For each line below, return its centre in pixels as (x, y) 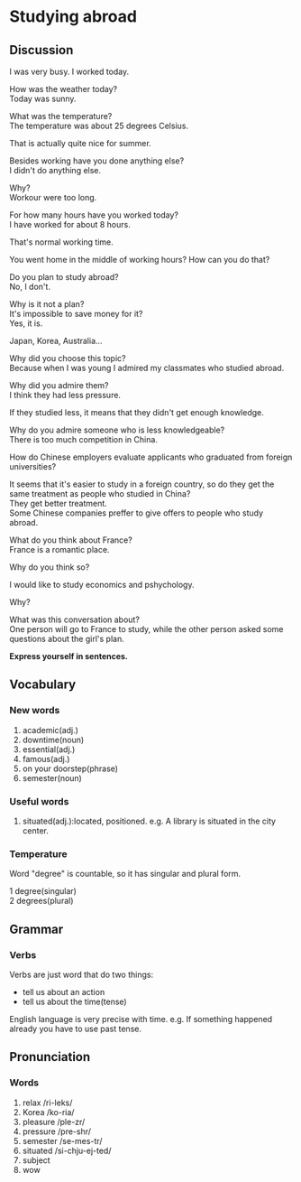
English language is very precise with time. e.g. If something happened (141, 1019)
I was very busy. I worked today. (69, 71)
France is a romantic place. (59, 549)
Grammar (36, 929)
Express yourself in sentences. (69, 656)
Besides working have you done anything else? (97, 161)
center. (36, 830)
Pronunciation (50, 1057)
